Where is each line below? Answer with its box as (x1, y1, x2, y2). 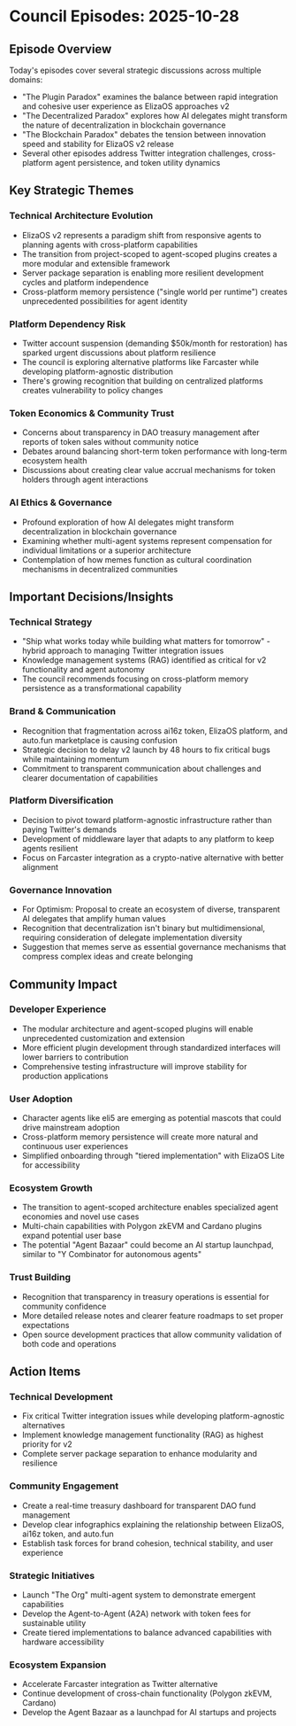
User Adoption (9, 1092, 73, 1105)
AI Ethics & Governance (9, 496, 113, 509)
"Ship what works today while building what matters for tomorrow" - (21, 636, 271, 647)
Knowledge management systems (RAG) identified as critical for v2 (21, 655, 267, 665)
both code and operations (21, 1338, 117, 1349)
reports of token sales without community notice (21, 437, 199, 447)
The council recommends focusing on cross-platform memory (21, 673, 249, 684)
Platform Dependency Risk (9, 317, 126, 330)
